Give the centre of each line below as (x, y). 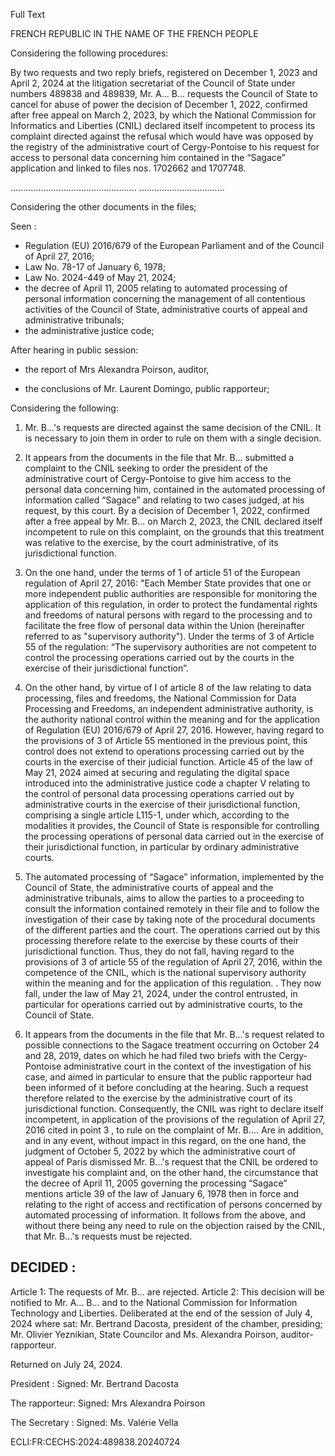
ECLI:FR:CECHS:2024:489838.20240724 (95, 1441)
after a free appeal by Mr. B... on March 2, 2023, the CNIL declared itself (173, 521)
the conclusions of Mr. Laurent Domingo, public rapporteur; (147, 388)
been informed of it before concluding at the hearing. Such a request (166, 1087)
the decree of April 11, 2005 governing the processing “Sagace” (156, 1183)
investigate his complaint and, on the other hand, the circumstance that (171, 1172)
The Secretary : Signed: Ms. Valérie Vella (94, 1422)
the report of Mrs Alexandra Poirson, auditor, (117, 369)
